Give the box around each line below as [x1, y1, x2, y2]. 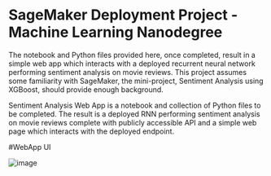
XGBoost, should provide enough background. [8, 84, 164, 95]
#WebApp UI [8, 142, 51, 152]
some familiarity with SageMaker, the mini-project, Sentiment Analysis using [8, 76, 264, 86]
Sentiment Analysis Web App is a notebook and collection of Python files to [8, 100, 261, 110]
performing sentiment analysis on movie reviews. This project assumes [8, 67, 247, 77]
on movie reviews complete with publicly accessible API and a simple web [8, 117, 257, 127]
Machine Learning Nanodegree [8, 23, 223, 42]
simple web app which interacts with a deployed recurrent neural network [8, 59, 256, 68]
